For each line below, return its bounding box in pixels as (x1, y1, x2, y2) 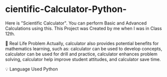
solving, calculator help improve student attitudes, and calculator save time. (5, 56, 161, 62)
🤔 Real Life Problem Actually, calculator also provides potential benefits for (5, 40, 159, 46)
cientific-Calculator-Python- (5, 3, 127, 15)
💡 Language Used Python (5, 66, 58, 72)
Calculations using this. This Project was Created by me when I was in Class (5, 25, 162, 31)
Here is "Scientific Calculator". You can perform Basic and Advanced (5, 20, 147, 26)
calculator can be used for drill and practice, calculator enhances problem (5, 51, 157, 57)
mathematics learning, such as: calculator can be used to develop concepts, (5, 45, 162, 51)
